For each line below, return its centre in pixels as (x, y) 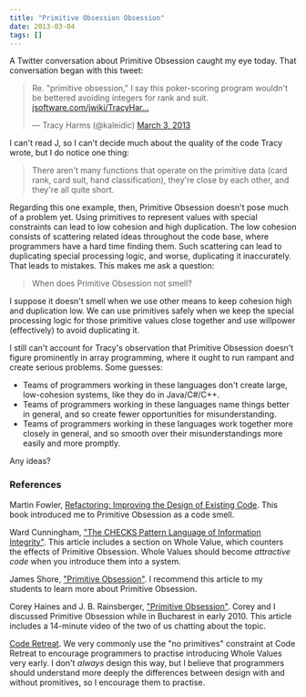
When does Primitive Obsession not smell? (112, 283)
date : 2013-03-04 (42, 26)
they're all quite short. (73, 190)
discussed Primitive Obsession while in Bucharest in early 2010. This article (151, 616)
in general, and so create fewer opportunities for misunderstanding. (149, 414)
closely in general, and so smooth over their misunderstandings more (153, 434)
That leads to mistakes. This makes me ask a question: (112, 266)
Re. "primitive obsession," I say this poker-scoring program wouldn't (160, 89)
